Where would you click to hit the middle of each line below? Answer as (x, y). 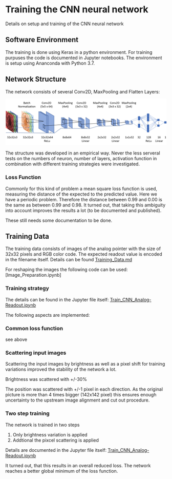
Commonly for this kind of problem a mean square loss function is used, (81, 188)
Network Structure (36, 79)
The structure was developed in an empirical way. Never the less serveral (83, 153)
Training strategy (27, 289)
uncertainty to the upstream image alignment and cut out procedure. (78, 400)
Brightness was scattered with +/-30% (46, 379)
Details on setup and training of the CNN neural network (64, 24)
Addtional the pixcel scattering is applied (56, 440)
